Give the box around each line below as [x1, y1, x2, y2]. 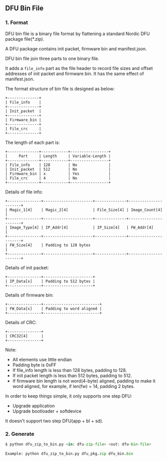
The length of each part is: [5, 139, 60, 145]
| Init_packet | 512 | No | [5, 167, 111, 172]
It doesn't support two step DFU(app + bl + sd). [5, 418, 104, 424]
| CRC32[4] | [5, 333, 44, 339]
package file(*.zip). [5, 36, 44, 42]
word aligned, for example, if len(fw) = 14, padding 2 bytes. [12, 383, 135, 389]
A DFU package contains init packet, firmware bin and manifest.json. [5, 45, 147, 52]
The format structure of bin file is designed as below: [5, 86, 115, 92]
